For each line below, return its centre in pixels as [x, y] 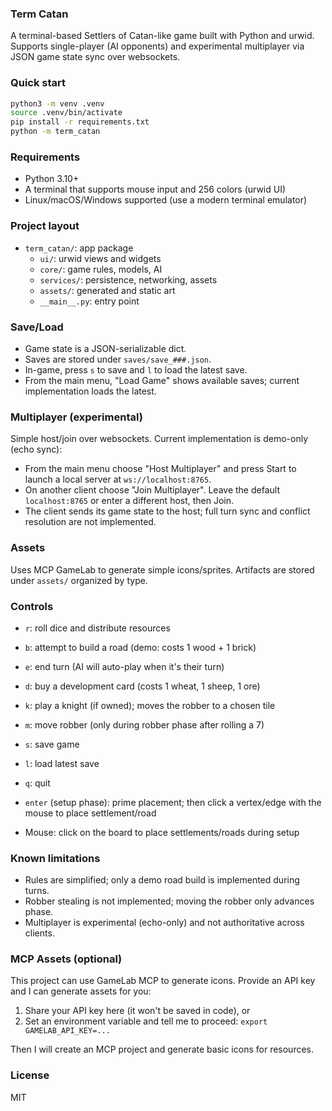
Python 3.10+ [52, 179]
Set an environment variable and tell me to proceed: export [146, 1021]
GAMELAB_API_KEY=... [67, 1031]
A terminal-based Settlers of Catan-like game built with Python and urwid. [162, 36]
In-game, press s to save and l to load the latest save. [136, 369]
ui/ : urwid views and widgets [100, 258]
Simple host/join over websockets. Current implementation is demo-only [159, 439]
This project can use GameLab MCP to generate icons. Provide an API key [163, 981]
